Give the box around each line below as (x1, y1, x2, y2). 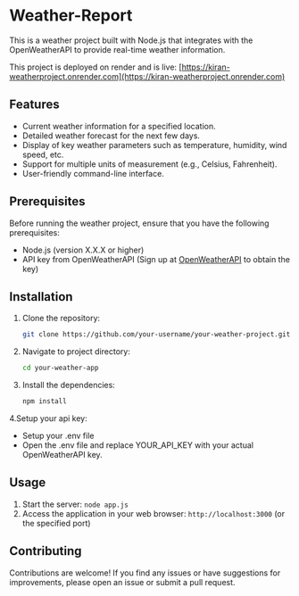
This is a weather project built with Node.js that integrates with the (9, 35, 253, 46)
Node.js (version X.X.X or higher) (21, 244, 145, 255)
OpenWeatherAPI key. (21, 450, 103, 459)
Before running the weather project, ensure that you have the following (9, 218, 270, 228)
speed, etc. (21, 149, 64, 160)
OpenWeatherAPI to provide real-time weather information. (9, 44, 226, 54)
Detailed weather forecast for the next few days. (21, 130, 201, 141)
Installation (9, 289, 73, 304)
